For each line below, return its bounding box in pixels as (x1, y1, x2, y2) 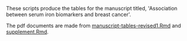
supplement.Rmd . (6, 28, 49, 35)
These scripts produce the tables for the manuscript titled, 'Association (6, 5, 178, 12)
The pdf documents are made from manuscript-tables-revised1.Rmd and (6, 23, 182, 29)
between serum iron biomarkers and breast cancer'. (6, 11, 131, 18)
